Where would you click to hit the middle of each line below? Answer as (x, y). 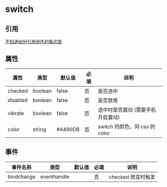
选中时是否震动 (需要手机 (127, 109)
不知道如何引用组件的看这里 (34, 42)
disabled (18, 100)
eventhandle (55, 177)
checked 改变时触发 (132, 177)
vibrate (16, 113)
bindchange (22, 177)
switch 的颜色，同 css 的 (126, 126)
